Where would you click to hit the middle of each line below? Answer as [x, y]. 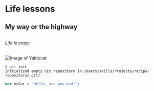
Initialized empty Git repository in [44, 71]
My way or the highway [41, 27]
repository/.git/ [23, 75]
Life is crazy [18, 43]
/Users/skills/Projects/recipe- [117, 71]
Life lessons [30, 9]
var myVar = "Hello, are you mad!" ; [42, 84]
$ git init [16, 67]
